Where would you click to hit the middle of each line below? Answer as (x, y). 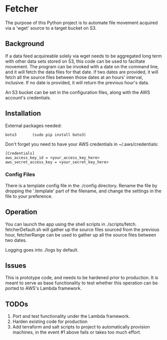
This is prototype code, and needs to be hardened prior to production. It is (82, 278)
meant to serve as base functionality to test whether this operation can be (81, 283)
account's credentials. (28, 97)
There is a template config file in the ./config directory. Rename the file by (81, 185)
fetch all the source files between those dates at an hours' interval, (74, 77)
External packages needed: (34, 126)
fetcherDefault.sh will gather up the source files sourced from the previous (82, 230)
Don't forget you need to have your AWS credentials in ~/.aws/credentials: (82, 144)
